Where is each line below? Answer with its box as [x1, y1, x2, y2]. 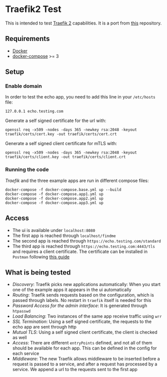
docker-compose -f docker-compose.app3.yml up [5, 200, 104, 205]
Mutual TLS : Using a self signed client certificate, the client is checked [12, 329, 158, 335]
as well [12, 334, 27, 340]
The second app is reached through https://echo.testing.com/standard [12, 237, 161, 243]
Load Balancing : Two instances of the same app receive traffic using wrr [12, 313, 162, 319]
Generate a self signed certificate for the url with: [5, 117, 106, 123]
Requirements [5, 34, 50, 43]
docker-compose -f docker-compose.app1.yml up [5, 191, 104, 196]
